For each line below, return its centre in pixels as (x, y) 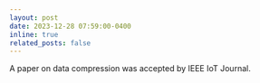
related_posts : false (50, 43)
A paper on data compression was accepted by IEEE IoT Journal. (130, 69)
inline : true (34, 34)
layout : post (34, 18)
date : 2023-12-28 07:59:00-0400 (70, 26)
